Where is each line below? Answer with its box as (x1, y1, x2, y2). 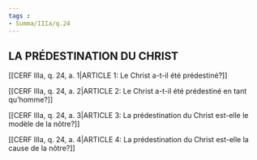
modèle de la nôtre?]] (8, 119, 80, 129)
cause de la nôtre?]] (8, 143, 75, 154)
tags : (8, 11, 31, 20)
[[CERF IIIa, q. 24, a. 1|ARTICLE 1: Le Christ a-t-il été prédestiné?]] (8, 70, 228, 81)
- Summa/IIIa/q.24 (8, 19, 71, 27)
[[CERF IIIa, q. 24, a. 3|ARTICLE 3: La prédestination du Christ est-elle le (8, 111, 249, 120)
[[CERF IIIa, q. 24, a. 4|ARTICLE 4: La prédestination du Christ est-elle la (8, 135, 249, 145)
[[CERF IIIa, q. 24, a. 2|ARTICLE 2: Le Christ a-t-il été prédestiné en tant (8, 86, 247, 96)
